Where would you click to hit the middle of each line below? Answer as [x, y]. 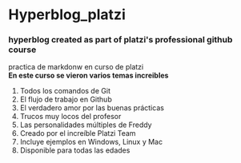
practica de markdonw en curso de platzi [76, 67]
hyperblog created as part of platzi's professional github [120, 40]
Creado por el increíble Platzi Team [78, 133]
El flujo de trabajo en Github [66, 99]
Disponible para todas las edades [75, 150]
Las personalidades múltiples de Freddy [86, 125]
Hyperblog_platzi [67, 15]
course [22, 50]
